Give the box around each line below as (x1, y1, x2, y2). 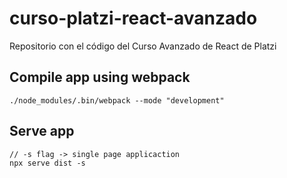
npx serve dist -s (9, 158, 86, 168)
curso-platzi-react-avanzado (9, 7, 258, 30)
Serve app (9, 123, 75, 140)
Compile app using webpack (9, 69, 191, 86)
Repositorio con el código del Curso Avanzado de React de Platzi (9, 40, 277, 52)
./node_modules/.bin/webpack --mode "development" (9, 95, 225, 106)
